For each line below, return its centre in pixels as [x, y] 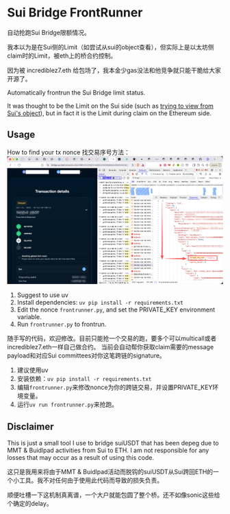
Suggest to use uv [42, 295]
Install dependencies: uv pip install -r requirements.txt [100, 303]
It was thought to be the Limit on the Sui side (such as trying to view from [111, 106]
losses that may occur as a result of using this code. [80, 458]
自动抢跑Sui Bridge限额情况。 [49, 32]
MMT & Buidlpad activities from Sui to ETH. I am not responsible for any [108, 450]
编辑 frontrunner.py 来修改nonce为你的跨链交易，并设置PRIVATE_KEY [115, 387]
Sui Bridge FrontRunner [75, 13]
